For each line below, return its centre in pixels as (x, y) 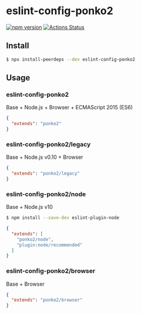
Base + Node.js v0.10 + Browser (45, 157)
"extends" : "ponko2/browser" (47, 300)
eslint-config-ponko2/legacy (48, 144)
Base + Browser (26, 284)
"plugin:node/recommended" (50, 245)
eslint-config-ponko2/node (46, 194)
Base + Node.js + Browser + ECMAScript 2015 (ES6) (70, 107)
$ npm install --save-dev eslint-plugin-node (63, 218)
